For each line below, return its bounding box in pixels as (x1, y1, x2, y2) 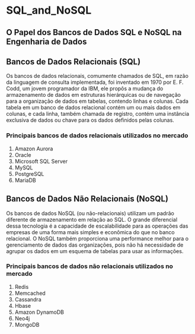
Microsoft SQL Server (14, 157, 68, 165)
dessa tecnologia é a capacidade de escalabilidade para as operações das (6, 222, 188, 229)
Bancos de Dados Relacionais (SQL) (6, 56, 141, 67)
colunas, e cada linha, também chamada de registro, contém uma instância (6, 111, 190, 118)
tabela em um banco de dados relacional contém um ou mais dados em (6, 104, 181, 111)
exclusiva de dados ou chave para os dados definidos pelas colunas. (6, 116, 175, 124)
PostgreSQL (14, 170, 44, 177)
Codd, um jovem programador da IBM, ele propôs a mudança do (6, 85, 164, 92)
